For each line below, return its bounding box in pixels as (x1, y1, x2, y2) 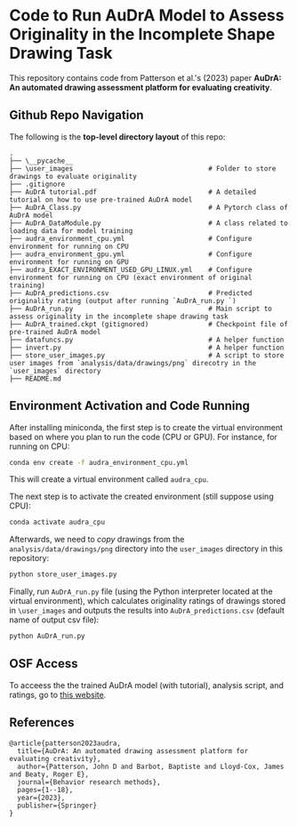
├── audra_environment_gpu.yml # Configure (9, 250, 253, 259)
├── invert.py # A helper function (9, 343, 285, 352)
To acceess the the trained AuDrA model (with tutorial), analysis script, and (9, 679, 285, 690)
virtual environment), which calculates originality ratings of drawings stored (9, 596, 286, 606)
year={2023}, (17, 793, 66, 802)
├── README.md (9, 374, 62, 383)
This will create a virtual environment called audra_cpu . (9, 474, 209, 485)
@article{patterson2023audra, (9, 739, 122, 748)
